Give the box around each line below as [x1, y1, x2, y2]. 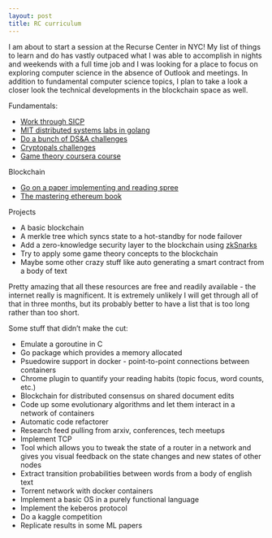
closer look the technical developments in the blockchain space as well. [8, 85, 248, 94]
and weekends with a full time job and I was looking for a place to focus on [8, 59, 258, 69]
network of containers [19, 408, 95, 418]
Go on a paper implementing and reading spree [19, 182, 179, 192]
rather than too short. [8, 307, 80, 317]
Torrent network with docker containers [19, 485, 153, 496]
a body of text [19, 266, 67, 276]
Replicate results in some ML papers [19, 520, 143, 530]
